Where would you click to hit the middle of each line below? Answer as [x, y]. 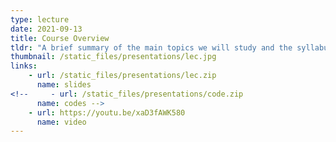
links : [24, 66]
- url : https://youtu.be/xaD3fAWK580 [107, 112]
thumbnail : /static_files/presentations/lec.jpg [113, 57]
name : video [61, 122]
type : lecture [40, 19]
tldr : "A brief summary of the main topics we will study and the [151, 47]
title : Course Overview [60, 38]
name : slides [64, 85]
